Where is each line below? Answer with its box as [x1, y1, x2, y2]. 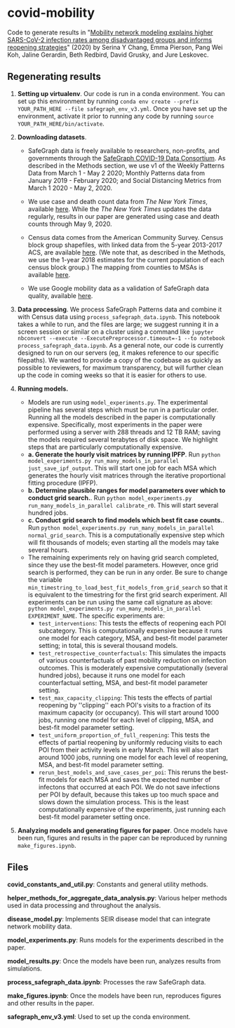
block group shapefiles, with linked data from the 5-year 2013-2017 [27, 241, 222, 249]
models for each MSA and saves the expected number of [46, 775, 211, 783]
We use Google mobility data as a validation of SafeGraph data [27, 284, 209, 292]
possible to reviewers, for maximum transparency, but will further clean [17, 363, 224, 372]
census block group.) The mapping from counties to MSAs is [27, 263, 204, 271]
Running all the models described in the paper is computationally [27, 412, 216, 421]
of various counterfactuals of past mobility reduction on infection [38, 656, 227, 664]
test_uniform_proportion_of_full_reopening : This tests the [38, 731, 210, 739]
